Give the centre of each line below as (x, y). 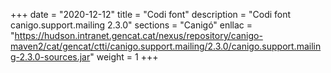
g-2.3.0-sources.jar (50, 57)
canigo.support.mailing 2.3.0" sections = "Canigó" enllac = (131, 25)
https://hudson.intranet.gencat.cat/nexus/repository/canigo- (138, 35)
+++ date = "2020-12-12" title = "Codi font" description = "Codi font (151, 14)
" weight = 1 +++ (124, 57)
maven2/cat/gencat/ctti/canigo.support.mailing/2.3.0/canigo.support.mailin (166, 46)
